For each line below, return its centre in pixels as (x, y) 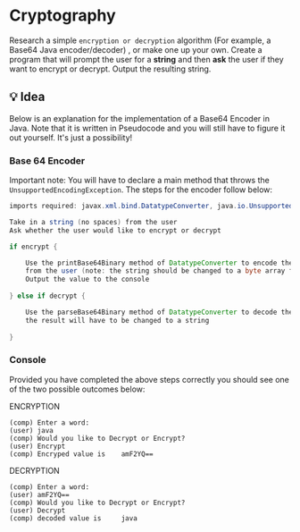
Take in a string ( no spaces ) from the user (93, 222)
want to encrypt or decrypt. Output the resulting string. (110, 69)
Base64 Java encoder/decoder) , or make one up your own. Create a (136, 49)
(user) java (31, 430)
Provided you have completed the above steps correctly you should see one (150, 379)
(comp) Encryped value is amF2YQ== (81, 454)
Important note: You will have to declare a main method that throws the (139, 181)
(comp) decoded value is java (74, 518)
